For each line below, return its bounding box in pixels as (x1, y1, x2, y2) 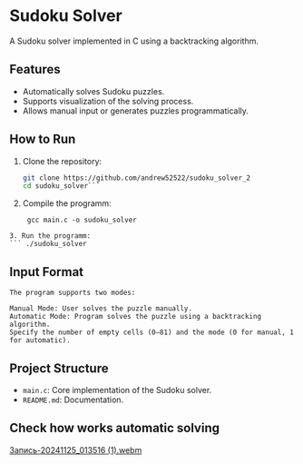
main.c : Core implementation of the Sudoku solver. (22, 384, 212, 395)
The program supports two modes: (9, 288, 136, 298)
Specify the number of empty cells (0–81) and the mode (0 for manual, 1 (9, 328, 295, 337)
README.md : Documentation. (22, 394, 124, 405)
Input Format (9, 264, 84, 280)
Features (9, 62, 61, 77)
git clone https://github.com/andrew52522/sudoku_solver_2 (22, 173, 251, 183)
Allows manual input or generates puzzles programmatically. (22, 105, 249, 116)
